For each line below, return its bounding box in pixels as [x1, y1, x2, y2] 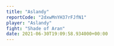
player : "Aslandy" [6, 20, 52, 26]
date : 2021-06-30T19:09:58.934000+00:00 [6, 31, 109, 37]
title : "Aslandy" [6, 8, 50, 15]
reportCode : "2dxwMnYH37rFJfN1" [6, 14, 87, 20]
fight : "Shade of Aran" [6, 25, 66, 32]
